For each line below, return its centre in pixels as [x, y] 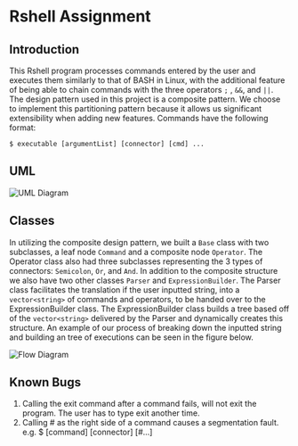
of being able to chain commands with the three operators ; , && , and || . [141, 90]
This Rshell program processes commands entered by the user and [133, 70]
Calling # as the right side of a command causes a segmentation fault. [150, 423]
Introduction [44, 50]
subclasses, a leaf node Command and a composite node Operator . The [136, 252]
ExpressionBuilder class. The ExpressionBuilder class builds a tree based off [149, 309]
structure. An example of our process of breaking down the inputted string [145, 327]
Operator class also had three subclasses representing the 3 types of [136, 261]
